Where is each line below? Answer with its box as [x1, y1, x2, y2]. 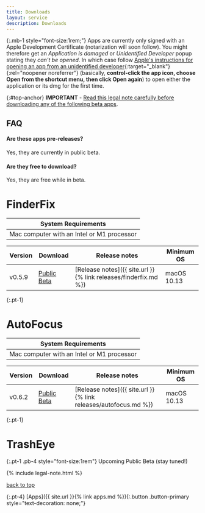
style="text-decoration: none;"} [6, 499, 86, 506]
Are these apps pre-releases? [6, 135, 84, 143]
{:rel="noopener [6, 69, 47, 77]
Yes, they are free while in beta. [6, 176, 86, 183]
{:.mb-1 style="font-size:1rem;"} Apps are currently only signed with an [6, 37, 185, 44]
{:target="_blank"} [124, 63, 171, 70]
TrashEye [6, 437, 56, 451]
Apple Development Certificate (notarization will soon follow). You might [6, 43, 188, 51]
